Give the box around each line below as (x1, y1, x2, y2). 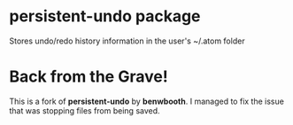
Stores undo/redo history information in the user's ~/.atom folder (9, 35, 245, 46)
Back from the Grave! (9, 66, 168, 87)
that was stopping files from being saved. (9, 105, 161, 116)
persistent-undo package (9, 6, 201, 27)
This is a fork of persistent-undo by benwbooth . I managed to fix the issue (9, 96, 285, 106)
